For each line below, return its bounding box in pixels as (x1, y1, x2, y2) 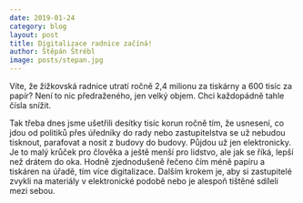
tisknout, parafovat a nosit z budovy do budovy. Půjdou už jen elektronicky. (9, 137, 292, 147)
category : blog (9, 22, 67, 31)
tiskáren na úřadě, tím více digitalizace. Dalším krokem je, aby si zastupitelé (9, 166, 293, 177)
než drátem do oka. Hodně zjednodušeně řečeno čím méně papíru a (9, 157, 266, 167)
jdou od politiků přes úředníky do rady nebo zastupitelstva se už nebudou (9, 127, 286, 137)
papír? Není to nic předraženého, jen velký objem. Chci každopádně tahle (9, 90, 285, 101)
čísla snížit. (9, 100, 52, 110)
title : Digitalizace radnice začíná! (9, 38, 153, 48)
